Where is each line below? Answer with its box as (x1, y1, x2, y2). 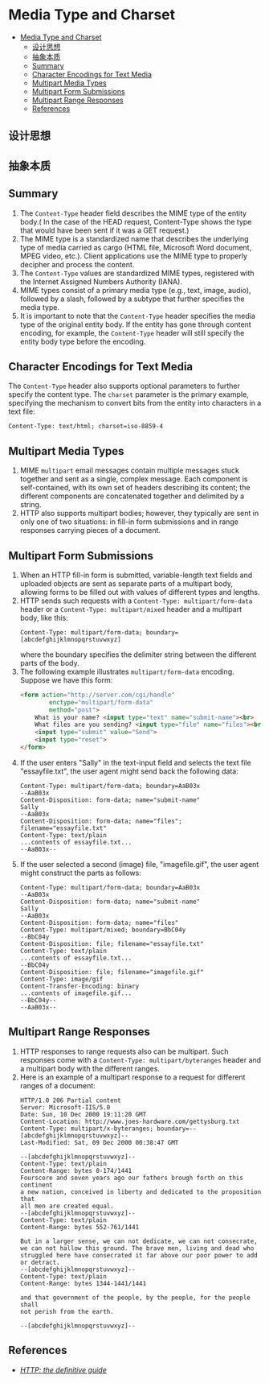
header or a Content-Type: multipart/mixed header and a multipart (19, 604, 243, 613)
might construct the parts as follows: (19, 868, 142, 877)
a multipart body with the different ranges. (19, 1063, 161, 1073)
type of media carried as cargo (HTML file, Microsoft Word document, (19, 242, 252, 252)
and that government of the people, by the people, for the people (19, 1294, 251, 1302)
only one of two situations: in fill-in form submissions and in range (19, 517, 239, 526)
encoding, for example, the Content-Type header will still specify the (19, 328, 245, 337)
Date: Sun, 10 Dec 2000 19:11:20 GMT (19, 1110, 147, 1118)
